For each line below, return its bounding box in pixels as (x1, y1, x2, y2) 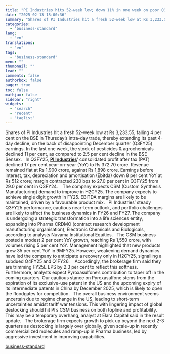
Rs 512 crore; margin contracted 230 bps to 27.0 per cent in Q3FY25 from (5, 178, 159, 184)
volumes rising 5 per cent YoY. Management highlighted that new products (5, 242, 161, 248)
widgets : (5, 102, 24, 107)
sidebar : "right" (5, 97, 42, 102)
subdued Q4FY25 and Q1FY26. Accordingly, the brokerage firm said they (5, 258, 161, 264)
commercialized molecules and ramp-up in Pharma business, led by (5, 328, 147, 334)
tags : (5, 50, 17, 55)
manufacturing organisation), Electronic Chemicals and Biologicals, (5, 226, 145, 232)
